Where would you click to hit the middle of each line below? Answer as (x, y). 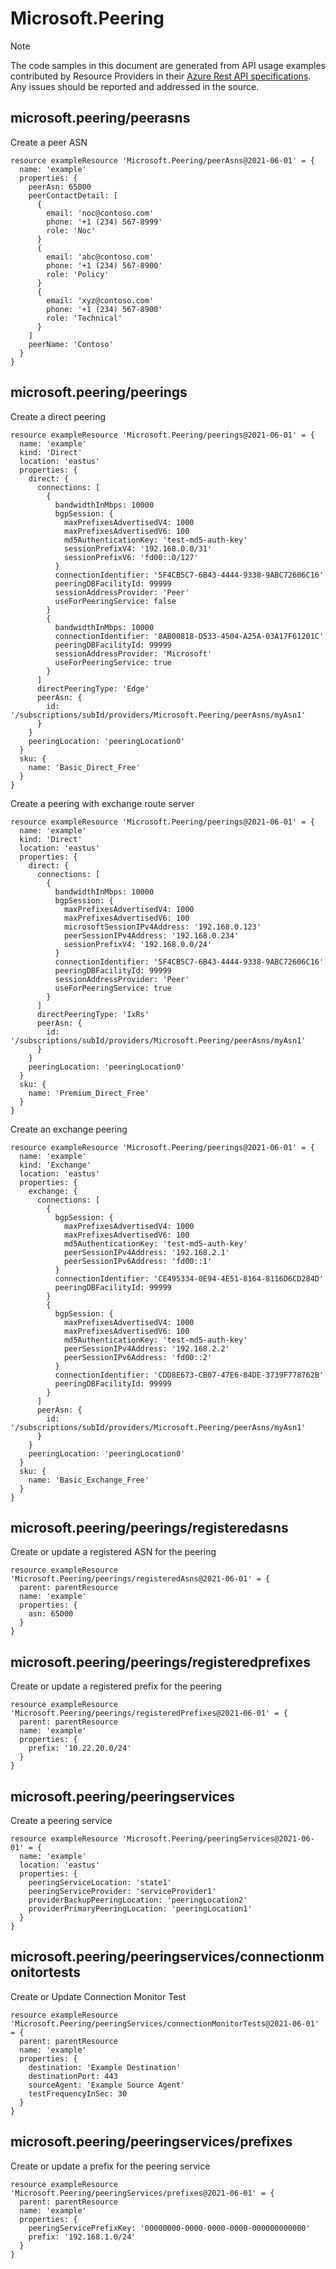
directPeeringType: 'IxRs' (93, 1014)
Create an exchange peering (69, 1129)
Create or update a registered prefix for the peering (116, 1686)
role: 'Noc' (71, 230)
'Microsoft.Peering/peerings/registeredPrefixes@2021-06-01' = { (149, 1713)
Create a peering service (61, 1820)
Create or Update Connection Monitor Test (98, 1996)
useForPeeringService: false (115, 601)
